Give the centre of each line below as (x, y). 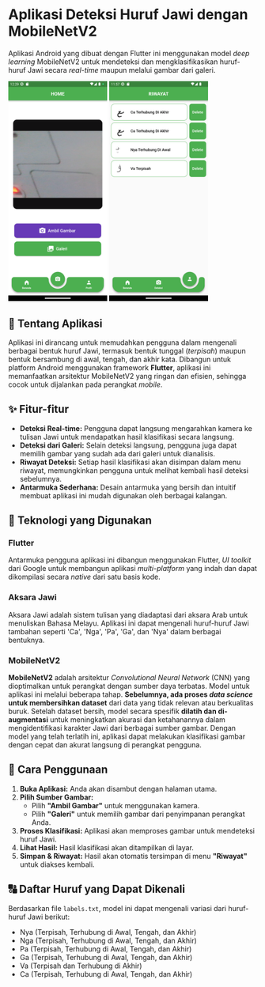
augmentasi (28, 720)
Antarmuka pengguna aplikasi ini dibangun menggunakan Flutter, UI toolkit (130, 560)
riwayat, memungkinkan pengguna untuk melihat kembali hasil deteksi (134, 470)
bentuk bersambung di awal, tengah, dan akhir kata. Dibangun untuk (120, 359)
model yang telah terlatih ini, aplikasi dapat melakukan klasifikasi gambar (127, 736)
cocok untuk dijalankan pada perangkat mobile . (85, 384)
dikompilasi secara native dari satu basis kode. (84, 577)
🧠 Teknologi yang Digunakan (80, 521)
